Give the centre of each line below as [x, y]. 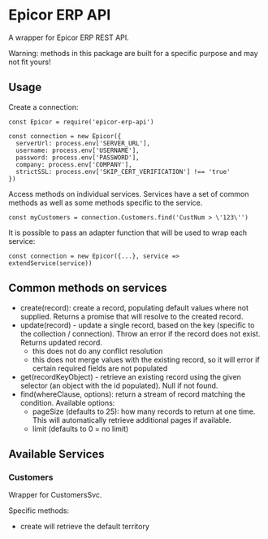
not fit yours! [30, 62]
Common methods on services [88, 288]
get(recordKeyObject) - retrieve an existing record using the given [131, 376]
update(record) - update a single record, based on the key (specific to [137, 325]
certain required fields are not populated [100, 368]
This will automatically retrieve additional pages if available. [132, 419]
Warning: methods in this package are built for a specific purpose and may [133, 53]
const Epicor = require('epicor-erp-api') [81, 122]
